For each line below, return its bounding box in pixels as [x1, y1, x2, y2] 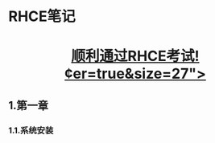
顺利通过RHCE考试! [71, 47, 200, 65]
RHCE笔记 [8, 7, 76, 26]
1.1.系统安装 [8, 125, 54, 136]
